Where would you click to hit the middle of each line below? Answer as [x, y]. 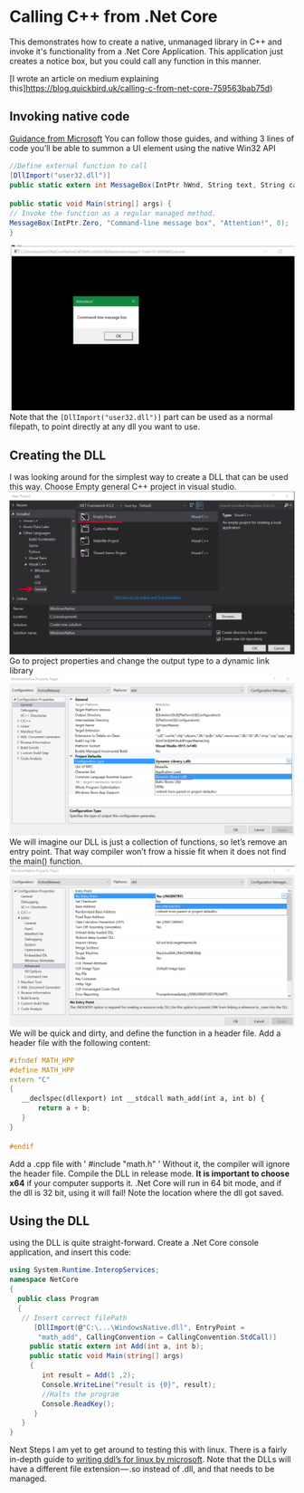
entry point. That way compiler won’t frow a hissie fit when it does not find [148, 851]
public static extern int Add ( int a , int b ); [117, 1346]
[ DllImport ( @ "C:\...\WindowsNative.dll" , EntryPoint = [139, 1327]
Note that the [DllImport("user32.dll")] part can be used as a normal [141, 417]
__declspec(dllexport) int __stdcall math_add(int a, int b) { [143, 1099]
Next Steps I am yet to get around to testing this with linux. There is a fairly [148, 1450]
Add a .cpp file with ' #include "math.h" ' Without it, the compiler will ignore [150, 1163]
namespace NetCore [44, 1280]
